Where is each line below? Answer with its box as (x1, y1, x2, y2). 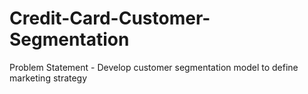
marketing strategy (9, 72, 88, 84)
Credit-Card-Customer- (9, 7, 211, 30)
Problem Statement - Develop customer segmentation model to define (9, 61, 299, 73)
